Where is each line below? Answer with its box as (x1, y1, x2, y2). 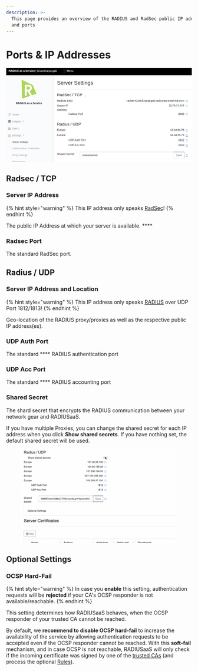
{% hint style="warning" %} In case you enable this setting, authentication (6, 586, 187, 593)
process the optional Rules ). (6, 658, 75, 666)
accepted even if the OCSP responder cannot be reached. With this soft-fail (6, 640, 192, 647)
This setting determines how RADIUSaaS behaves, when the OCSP (6, 609, 169, 616)
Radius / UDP (6, 267, 55, 277)
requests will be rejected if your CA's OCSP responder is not (6, 591, 153, 598)
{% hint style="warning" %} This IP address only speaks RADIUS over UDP (6, 298, 189, 305)
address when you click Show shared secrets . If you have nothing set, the (6, 430, 187, 438)
